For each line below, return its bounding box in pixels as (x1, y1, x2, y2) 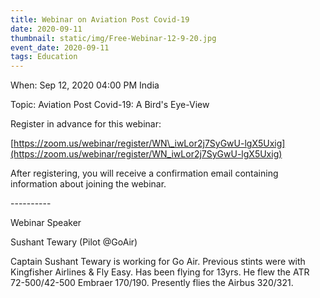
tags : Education (10, 52, 78, 62)
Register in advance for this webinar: (10, 118, 162, 130)
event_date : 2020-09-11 (10, 42, 110, 53)
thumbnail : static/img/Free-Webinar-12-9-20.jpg (10, 33, 217, 43)
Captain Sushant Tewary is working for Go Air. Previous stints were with (10, 256, 306, 268)
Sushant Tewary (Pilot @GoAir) (10, 236, 138, 248)
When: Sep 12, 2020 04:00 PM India (10, 79, 160, 91)
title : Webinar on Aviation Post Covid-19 (10, 14, 190, 25)
